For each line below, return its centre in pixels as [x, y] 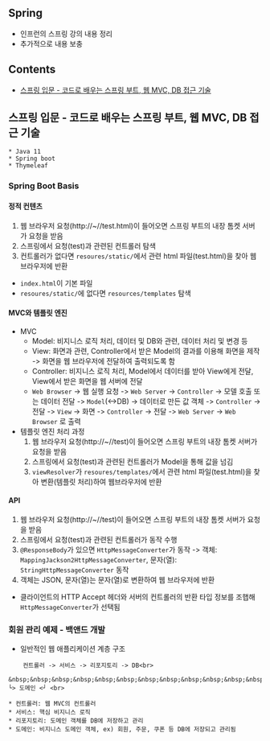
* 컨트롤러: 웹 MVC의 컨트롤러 [52, 704]
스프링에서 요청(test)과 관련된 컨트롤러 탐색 [88, 245]
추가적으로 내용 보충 [51, 43]
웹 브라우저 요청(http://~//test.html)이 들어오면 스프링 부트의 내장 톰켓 [130, 225]
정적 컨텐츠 [25, 206]
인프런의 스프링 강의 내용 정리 [66, 33]
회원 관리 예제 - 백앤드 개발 [57, 629]
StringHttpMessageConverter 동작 [74, 570]
